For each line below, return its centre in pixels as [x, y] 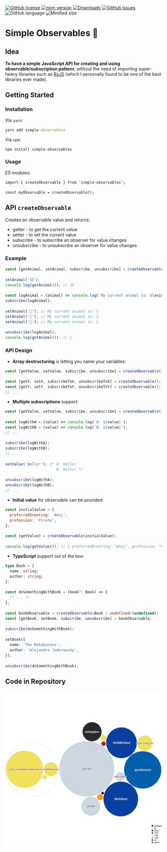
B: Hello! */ [70, 469]
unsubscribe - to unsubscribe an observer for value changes [75, 245]
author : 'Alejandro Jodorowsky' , [44, 650]
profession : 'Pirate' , [33, 520]
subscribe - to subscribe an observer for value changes [69, 240]
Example [16, 258]
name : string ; [24, 571]
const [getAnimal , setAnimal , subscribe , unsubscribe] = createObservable [84, 269]
